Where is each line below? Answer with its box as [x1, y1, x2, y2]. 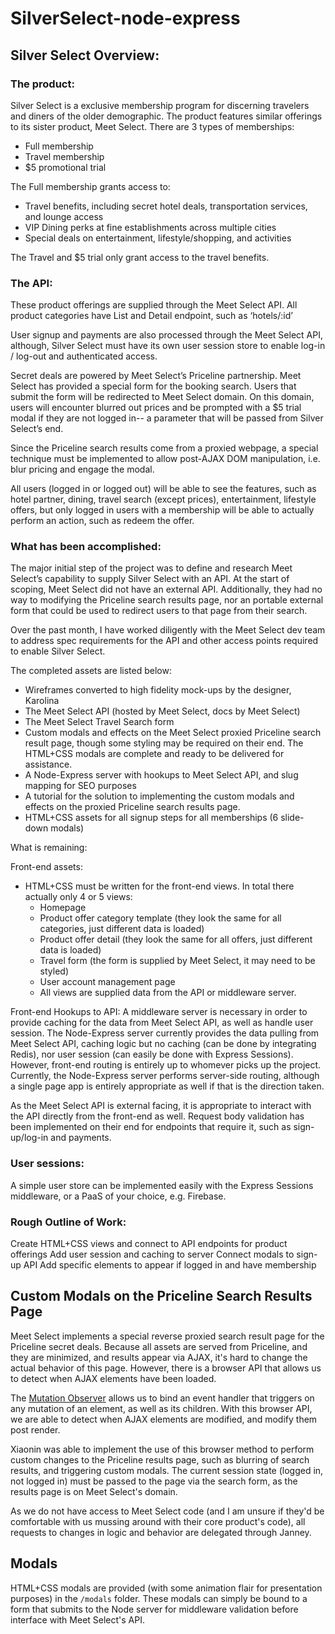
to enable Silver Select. [10, 645, 106, 657]
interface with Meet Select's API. [10, 1613, 146, 1626]
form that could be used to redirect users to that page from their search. [10, 605, 308, 617]
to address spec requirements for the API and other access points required [10, 635, 319, 647]
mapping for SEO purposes [24, 780, 137, 792]
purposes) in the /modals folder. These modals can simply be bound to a [10, 1592, 308, 1604]
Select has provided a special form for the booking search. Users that [10, 380, 297, 392]
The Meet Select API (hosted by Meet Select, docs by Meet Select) [24, 705, 301, 717]
